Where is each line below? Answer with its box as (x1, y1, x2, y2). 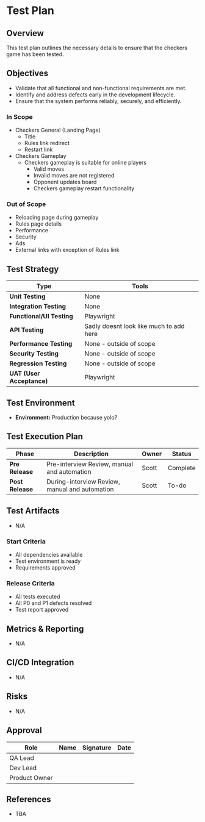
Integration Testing (9, 302, 66, 311)
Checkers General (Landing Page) (15, 126, 101, 134)
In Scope (6, 112, 34, 121)
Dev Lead (9, 763, 37, 772)
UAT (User (9, 370, 40, 378)
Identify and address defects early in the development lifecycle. (15, 91, 176, 98)
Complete (167, 463, 196, 472)
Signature (82, 743, 112, 752)
